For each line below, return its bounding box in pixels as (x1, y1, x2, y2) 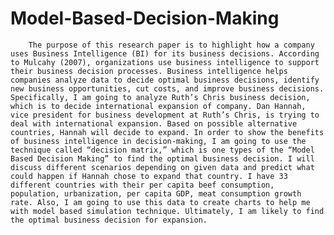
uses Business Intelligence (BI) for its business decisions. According (10, 48, 320, 59)
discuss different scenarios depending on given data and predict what (10, 162, 315, 172)
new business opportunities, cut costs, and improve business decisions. (10, 83, 325, 94)
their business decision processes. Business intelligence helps (10, 66, 288, 76)
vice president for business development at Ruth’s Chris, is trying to (10, 110, 320, 120)
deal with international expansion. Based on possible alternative (10, 118, 298, 129)
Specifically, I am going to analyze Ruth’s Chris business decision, (10, 92, 311, 102)
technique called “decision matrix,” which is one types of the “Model (10, 145, 315, 155)
